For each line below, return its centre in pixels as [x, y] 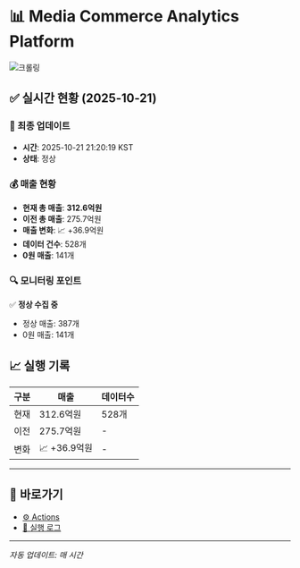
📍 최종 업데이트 [40, 126]
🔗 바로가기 [37, 495]
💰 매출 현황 [33, 183]
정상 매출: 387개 [51, 324]
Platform [42, 42]
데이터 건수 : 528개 [54, 244]
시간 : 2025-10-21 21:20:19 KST [78, 147]
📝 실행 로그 [42, 527]
